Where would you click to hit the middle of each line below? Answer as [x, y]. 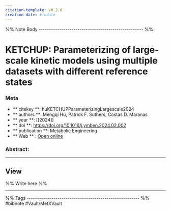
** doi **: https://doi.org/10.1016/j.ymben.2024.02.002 [69, 125]
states [19, 82]
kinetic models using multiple [94, 60]
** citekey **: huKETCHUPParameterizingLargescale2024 [73, 109]
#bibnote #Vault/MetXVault [34, 203]
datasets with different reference [77, 71]
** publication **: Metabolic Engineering [55, 131]
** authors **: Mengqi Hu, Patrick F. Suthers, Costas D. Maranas [80, 114]
